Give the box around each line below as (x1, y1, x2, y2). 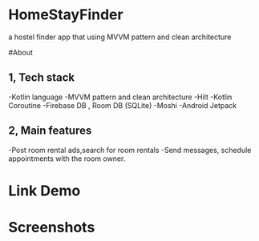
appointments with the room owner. (8, 154, 126, 163)
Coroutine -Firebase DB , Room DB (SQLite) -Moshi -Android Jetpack (8, 100, 237, 110)
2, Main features (8, 124, 92, 138)
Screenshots (8, 218, 95, 236)
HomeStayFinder (8, 6, 123, 24)
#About (8, 47, 34, 57)
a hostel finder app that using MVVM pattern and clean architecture (8, 32, 232, 42)
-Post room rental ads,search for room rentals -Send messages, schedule (8, 145, 252, 155)
